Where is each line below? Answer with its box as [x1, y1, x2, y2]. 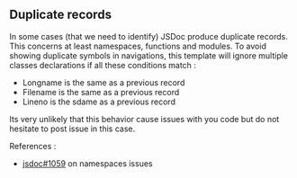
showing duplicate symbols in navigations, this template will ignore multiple [9, 49, 289, 61]
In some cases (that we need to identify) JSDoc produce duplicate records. [9, 31, 288, 41]
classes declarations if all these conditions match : [9, 59, 196, 70]
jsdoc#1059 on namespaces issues [22, 157, 153, 169]
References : [9, 140, 57, 151]
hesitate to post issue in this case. [9, 123, 136, 134]
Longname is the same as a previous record [22, 76, 185, 88]
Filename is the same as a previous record [22, 86, 180, 97]
